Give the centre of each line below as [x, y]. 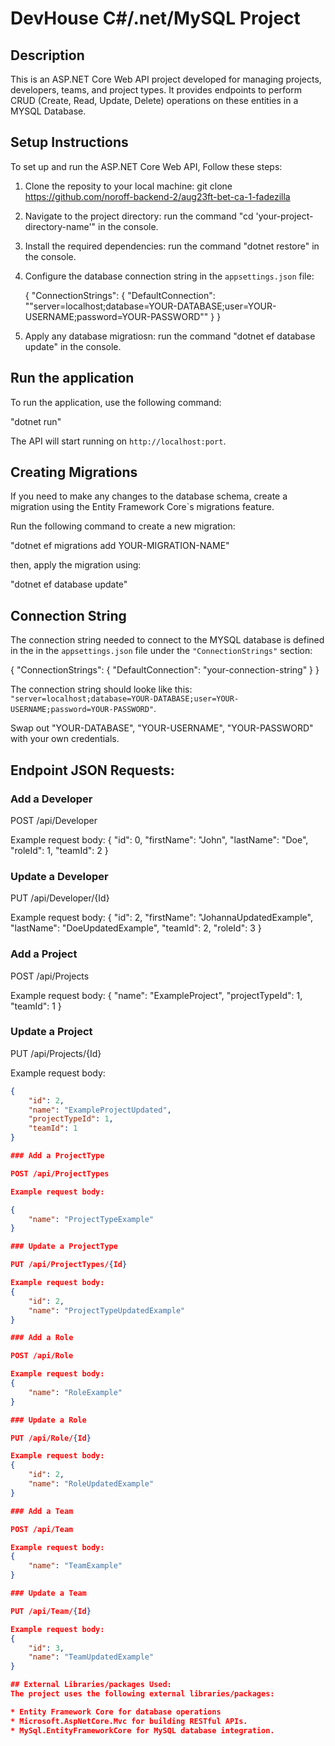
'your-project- [284, 216]
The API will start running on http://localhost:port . [118, 441]
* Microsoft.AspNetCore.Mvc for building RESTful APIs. [129, 1721]
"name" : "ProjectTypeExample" [91, 1219]
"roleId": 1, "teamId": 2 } [59, 850]
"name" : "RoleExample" [75, 1392]
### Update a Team [48, 1593]
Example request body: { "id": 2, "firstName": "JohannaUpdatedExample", [161, 918]
